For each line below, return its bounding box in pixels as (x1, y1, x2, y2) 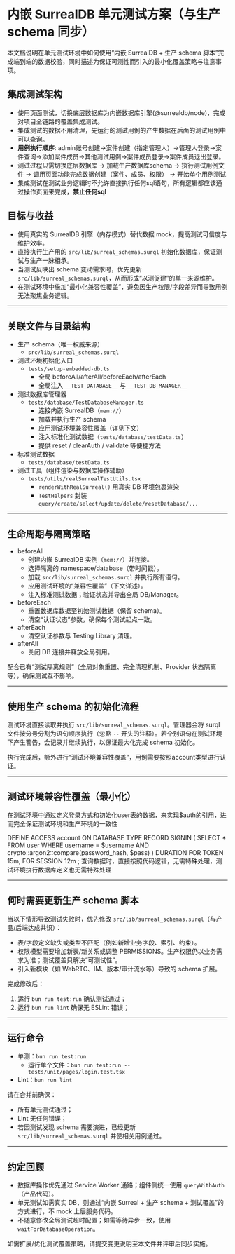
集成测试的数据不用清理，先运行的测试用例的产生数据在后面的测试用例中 (17, 126, 226, 134)
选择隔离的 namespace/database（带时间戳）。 (27, 564, 163, 572)
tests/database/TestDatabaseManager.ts (27, 399, 145, 407)
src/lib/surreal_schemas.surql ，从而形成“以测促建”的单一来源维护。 (17, 274, 218, 282)
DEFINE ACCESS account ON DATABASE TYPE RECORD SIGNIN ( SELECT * (7, 833, 227, 842)
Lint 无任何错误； (17, 1114, 67, 1123)
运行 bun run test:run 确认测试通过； (17, 994, 127, 1003)
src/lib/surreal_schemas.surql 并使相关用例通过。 (17, 1132, 166, 1140)
